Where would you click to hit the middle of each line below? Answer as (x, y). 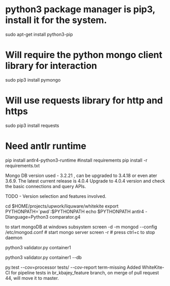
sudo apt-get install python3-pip (39, 34)
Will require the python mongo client (84, 55)
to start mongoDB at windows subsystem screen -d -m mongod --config (81, 227)
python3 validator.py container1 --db (44, 257)
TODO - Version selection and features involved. (56, 196)
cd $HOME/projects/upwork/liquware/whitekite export (62, 206)
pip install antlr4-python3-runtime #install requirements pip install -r (76, 160)
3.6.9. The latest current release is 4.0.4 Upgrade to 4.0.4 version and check (85, 181)
